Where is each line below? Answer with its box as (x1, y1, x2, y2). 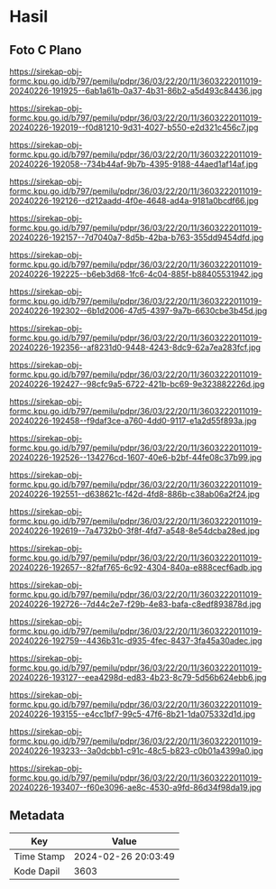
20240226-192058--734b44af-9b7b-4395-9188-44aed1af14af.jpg (9, 159, 259, 169)
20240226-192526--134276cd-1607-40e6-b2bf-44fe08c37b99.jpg (9, 452, 262, 462)
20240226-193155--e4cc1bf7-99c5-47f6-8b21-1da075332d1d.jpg (9, 708, 255, 719)
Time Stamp (14, 850, 66, 863)
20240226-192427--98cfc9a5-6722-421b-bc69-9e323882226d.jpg (9, 379, 265, 389)
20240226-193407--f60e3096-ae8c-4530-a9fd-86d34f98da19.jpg (9, 783, 262, 792)
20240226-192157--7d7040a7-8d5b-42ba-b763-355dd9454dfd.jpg (9, 232, 264, 243)
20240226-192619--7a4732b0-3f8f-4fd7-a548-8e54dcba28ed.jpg (9, 525, 260, 536)
